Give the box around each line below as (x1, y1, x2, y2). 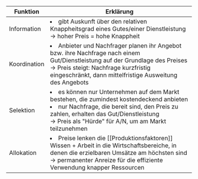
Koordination (9, 60, 45, 68)
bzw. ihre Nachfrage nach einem (49, 49, 140, 57)
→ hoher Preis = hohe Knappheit (49, 32, 140, 40)
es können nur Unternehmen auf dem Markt (58, 88, 180, 96)
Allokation (9, 149, 37, 157)
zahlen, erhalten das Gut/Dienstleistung (49, 110, 160, 118)
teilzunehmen (49, 124, 88, 133)
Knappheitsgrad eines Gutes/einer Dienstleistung (49, 25, 186, 33)
